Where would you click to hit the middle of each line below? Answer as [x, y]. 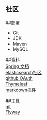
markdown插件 [21, 90]
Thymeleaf [16, 84]
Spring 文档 [17, 66]
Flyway [13, 112]
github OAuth [19, 78]
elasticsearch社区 [23, 72]
